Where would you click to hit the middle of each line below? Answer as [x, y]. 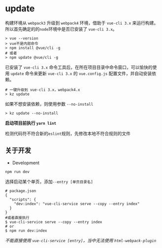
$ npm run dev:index [26, 230]
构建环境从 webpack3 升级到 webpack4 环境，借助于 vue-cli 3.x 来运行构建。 [82, 23]
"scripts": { [23, 199]
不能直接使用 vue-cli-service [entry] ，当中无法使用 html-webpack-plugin [81, 240]
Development [26, 163]
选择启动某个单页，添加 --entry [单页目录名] [49, 181]
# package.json [21, 191]
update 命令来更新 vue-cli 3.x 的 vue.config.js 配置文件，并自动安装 [81, 73]
